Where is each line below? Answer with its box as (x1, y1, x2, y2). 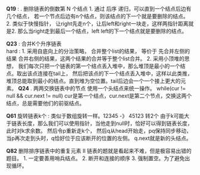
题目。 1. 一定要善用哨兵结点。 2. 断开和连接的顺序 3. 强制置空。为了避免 (6, 155, 185, 162)
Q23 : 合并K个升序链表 (6, 40, 62, 47)
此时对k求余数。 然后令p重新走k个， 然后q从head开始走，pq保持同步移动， (6, 127, 192, 134)
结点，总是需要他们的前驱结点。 (6, 100, 85, 107)
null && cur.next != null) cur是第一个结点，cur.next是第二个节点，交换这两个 (6, 92, 192, 99)
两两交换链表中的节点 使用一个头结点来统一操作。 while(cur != (33, 85, 186, 92)
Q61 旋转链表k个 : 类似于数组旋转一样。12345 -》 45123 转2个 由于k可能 (6, 112, 184, 119)
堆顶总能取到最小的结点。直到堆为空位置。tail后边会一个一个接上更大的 (6, 77, 181, 85)
